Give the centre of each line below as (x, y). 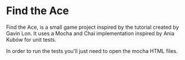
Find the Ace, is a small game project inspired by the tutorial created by (92, 27)
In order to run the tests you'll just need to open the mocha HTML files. (92, 51)
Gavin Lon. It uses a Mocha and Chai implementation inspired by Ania (90, 33)
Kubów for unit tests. (32, 39)
